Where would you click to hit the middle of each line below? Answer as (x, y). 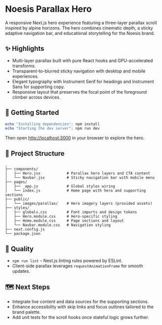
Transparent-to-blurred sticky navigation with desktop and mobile (79, 71)
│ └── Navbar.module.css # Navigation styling (58, 225)
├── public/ (17, 199)
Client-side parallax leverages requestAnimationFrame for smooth (78, 266)
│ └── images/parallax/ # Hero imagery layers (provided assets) (79, 204)
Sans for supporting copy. (39, 87)
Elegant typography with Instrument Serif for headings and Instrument (83, 81)
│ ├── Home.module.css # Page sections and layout (65, 221)
